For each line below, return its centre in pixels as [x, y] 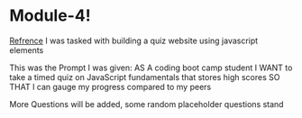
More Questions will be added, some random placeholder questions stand [146, 104]
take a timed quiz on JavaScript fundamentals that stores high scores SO [145, 77]
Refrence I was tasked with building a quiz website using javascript [134, 41]
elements [27, 50]
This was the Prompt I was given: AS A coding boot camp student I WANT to [151, 68]
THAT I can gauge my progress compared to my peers [110, 86]
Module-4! [50, 16]
